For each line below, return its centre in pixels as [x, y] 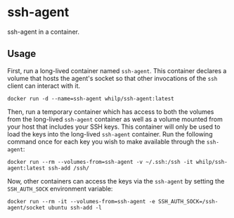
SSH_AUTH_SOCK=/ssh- [188, 201]
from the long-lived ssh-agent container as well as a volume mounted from [115, 119]
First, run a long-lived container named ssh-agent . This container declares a [117, 70]
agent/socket [26, 207]
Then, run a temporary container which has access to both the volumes [111, 111]
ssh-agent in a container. [43, 32]
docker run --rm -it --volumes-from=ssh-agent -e [82, 201]
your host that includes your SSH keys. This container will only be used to [114, 127]
